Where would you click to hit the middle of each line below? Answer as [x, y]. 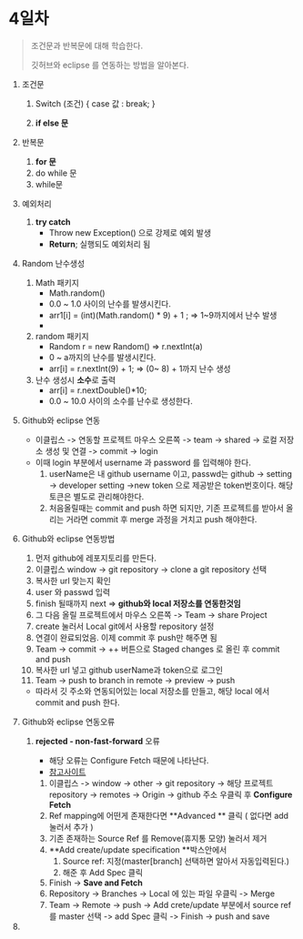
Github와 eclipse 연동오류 [68, 722]
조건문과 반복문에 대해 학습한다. [86, 45]
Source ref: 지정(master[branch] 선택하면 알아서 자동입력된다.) [176, 861]
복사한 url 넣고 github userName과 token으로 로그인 [129, 670]
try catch [53, 222]
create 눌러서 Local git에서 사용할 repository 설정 [125, 626]
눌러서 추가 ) [71, 827]
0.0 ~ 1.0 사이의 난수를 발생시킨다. [110, 303]
